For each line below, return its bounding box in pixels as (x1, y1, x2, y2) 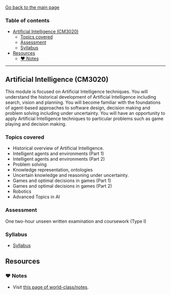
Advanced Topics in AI (12, 194, 60, 200)
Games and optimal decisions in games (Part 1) (12, 178, 111, 184)
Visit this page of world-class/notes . (12, 284, 89, 290)
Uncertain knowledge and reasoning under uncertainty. (12, 172, 129, 179)
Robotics (12, 188, 32, 195)
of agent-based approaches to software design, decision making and (5, 105, 151, 111)
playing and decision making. (5, 121, 67, 127)
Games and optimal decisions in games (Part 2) (12, 183, 112, 189)
